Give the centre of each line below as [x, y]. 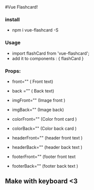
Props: [13, 71]
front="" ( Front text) [32, 81]
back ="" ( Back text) [33, 91]
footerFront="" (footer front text [44, 157]
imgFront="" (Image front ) [39, 100]
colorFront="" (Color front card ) [44, 119]
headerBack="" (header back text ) [47, 147]
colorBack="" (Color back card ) [44, 128]
